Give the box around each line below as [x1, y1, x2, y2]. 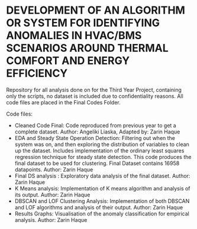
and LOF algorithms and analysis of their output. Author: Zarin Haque [14, 203, 183, 211]
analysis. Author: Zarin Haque [14, 216, 88, 223]
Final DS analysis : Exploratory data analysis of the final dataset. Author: [14, 172, 190, 179]
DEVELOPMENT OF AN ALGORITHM [6, 4, 185, 17]
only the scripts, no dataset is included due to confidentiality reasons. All [6, 93, 183, 100]
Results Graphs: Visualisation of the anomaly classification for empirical [14, 210, 189, 217]
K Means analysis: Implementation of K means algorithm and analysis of [14, 185, 190, 192]
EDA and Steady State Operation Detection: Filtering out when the [14, 134, 176, 141]
